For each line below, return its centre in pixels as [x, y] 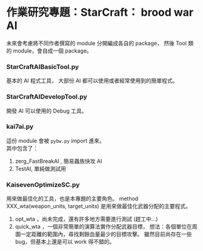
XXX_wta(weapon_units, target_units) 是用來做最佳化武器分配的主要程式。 [98, 206]
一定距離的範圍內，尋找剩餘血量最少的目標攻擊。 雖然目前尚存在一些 [106, 234]
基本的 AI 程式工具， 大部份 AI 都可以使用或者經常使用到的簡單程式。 [92, 81]
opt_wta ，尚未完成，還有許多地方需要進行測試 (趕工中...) [86, 219]
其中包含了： [22, 148]
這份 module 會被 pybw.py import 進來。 [55, 140]
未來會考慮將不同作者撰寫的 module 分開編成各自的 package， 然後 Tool [96, 43]
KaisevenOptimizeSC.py [43, 184]
